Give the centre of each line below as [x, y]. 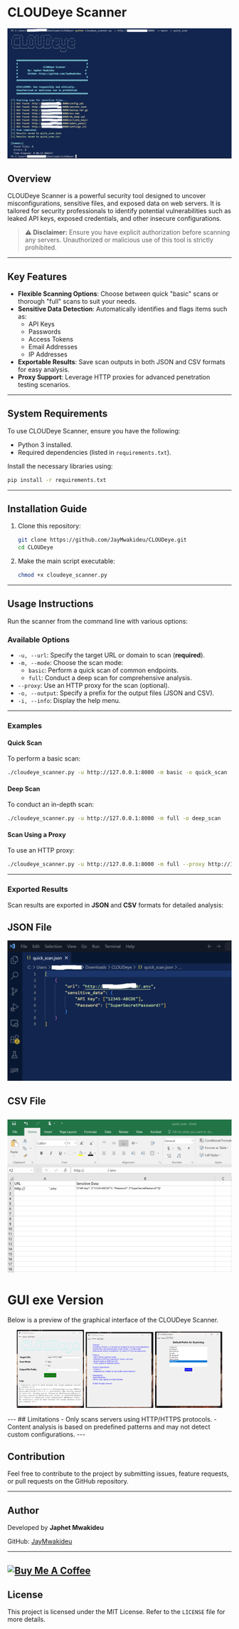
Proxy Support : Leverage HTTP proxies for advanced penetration [114, 377]
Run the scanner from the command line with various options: [98, 621]
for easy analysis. [43, 369]
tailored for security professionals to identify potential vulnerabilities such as [119, 211]
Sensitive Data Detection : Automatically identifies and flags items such [122, 309]
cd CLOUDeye [35, 548]
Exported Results [38, 890]
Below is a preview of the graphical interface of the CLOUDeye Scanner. [113, 1320]
